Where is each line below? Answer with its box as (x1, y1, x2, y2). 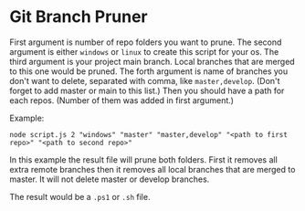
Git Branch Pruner (9, 6, 148, 27)
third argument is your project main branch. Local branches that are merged (9, 56, 295, 67)
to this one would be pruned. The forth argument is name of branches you (9, 66, 289, 77)
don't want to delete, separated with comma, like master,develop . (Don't (9, 75, 280, 86)
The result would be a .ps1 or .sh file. (9, 191, 151, 202)
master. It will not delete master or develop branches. (9, 174, 210, 185)
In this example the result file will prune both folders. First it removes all (9, 153, 279, 165)
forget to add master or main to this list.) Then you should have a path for (9, 85, 285, 96)
